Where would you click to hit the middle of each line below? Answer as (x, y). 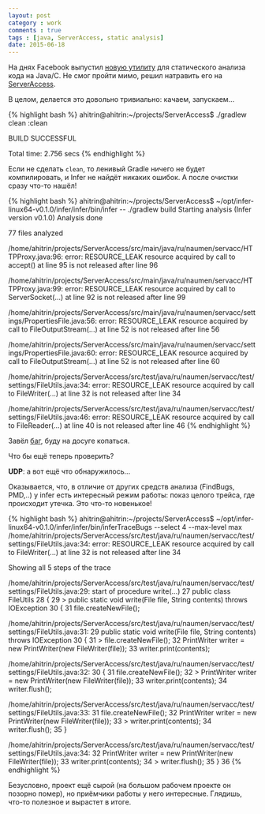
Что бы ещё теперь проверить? (61, 456)
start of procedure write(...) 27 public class (161, 591)
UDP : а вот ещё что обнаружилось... (69, 471)
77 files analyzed (36, 233)
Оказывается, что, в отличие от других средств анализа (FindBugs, (121, 487)
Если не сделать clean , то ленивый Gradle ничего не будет (107, 169)
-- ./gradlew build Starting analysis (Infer (186, 209)
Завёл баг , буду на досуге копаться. (69, 441)
